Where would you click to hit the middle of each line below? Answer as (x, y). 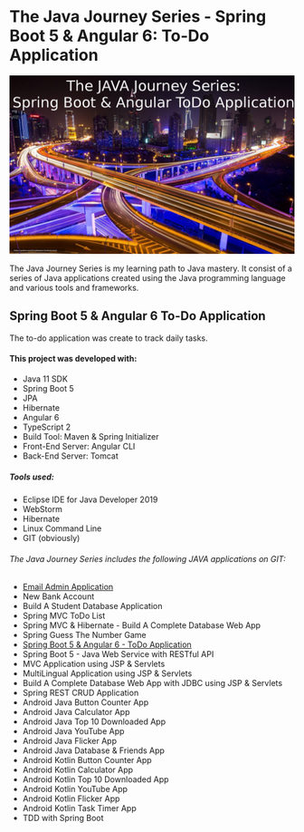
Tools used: (32, 477)
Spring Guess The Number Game (84, 635)
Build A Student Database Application (92, 606)
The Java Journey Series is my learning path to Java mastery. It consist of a (151, 268)
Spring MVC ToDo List (64, 616)
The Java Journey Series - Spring (138, 17)
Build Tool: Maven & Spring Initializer (90, 436)
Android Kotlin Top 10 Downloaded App (95, 779)
